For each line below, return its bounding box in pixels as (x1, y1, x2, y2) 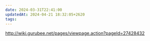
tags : (5, 16, 17, 21)
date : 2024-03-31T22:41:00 (5, 7, 62, 12)
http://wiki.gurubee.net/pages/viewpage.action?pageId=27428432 (5, 30, 145, 36)
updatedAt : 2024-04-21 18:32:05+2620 (5, 12, 85, 17)
